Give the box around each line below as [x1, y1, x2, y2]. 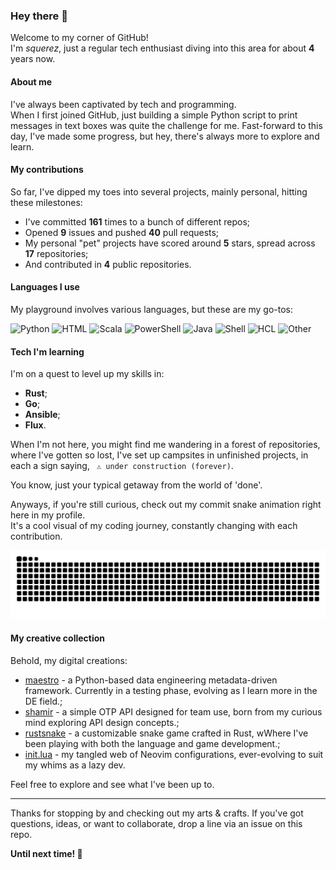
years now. [10, 53, 56, 65]
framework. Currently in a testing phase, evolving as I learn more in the [24, 685, 318, 697]
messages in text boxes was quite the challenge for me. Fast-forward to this [10, 119, 323, 131]
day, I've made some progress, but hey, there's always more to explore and [10, 130, 320, 142]
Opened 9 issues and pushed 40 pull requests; [24, 226, 220, 238]
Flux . [24, 419, 47, 431]
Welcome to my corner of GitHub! [10, 32, 149, 44]
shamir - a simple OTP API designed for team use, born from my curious [24, 706, 323, 718]
